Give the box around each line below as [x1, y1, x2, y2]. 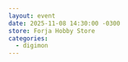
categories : [8, 34, 48, 43]
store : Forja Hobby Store [8, 27, 95, 35]
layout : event [8, 11, 56, 20]
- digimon [15, 42, 48, 50]
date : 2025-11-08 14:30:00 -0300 [8, 19, 121, 27]
